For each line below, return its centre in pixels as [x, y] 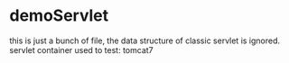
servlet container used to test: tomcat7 [81, 49]
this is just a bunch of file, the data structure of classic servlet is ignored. [145, 40]
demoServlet [59, 16]
